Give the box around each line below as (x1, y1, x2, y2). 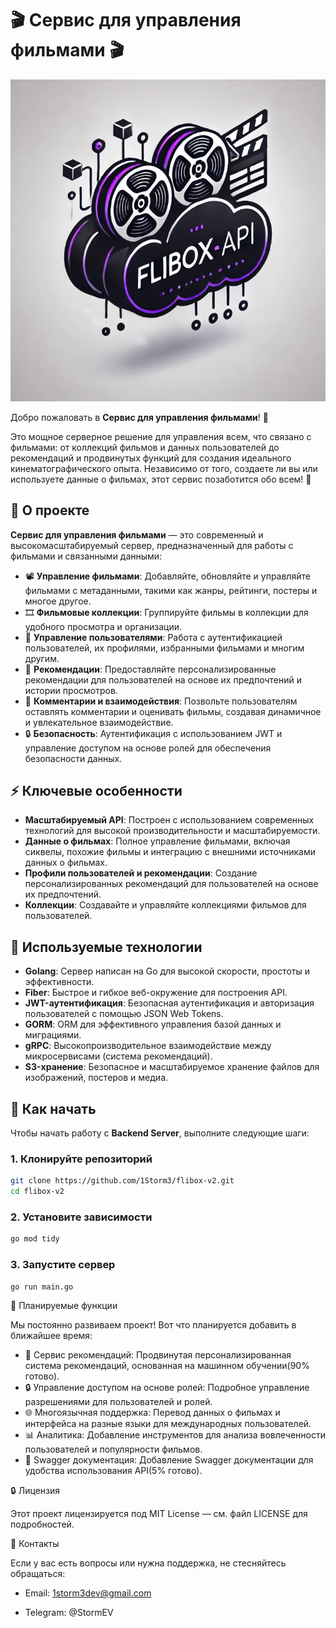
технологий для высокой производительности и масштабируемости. (24, 825, 321, 837)
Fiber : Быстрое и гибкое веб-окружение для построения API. (24, 987, 288, 999)
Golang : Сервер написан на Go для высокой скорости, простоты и (24, 965, 310, 977)
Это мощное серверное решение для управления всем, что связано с (10, 430, 312, 442)
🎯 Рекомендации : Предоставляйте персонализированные (24, 663, 277, 675)
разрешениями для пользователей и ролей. (24, 1396, 213, 1408)
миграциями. (24, 1029, 82, 1041)
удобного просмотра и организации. (24, 620, 182, 632)
